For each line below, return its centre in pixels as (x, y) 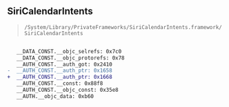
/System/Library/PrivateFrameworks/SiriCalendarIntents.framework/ (123, 27)
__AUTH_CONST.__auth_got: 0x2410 (64, 64)
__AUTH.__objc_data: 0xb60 (55, 96)
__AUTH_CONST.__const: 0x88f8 (60, 84)
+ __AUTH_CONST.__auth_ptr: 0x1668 (60, 77)
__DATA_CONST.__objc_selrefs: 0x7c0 (69, 51)
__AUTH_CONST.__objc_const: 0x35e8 (67, 90)
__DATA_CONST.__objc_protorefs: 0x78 (71, 58)
